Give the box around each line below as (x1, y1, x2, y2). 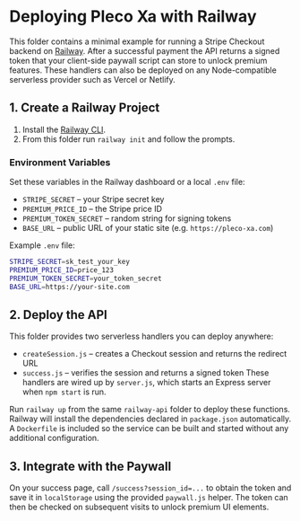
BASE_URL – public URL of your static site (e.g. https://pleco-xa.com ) (21, 223, 274, 234)
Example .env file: (9, 240, 75, 251)
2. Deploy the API (9, 307, 107, 322)
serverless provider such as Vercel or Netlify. (9, 74, 176, 84)
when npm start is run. (21, 386, 107, 397)
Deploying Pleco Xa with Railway (9, 6, 257, 27)
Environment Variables (9, 155, 111, 168)
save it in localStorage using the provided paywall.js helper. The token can (9, 492, 288, 503)
